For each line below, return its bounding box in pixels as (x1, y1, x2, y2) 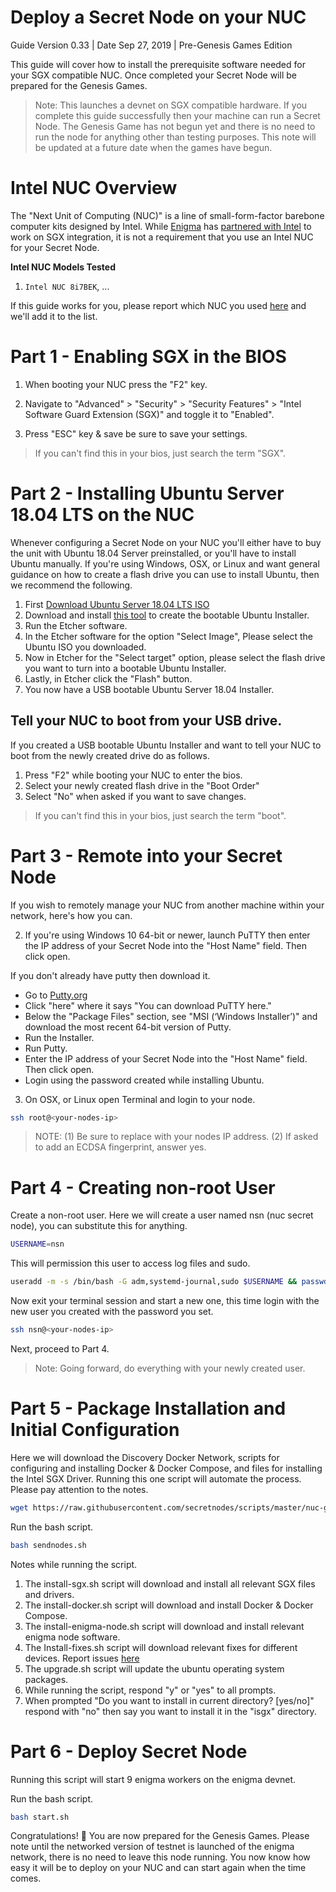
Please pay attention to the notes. (10, 1483, 149, 1495)
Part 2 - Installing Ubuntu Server (10, 482, 285, 505)
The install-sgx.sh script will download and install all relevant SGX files (24, 1577, 316, 1590)
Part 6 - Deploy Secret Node (10, 1740, 248, 1763)
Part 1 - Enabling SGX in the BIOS (10, 346, 287, 368)
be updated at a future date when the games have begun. (34, 141, 273, 153)
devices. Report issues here (24, 1652, 140, 1664)
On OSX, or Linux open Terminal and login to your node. (24, 1093, 256, 1105)
